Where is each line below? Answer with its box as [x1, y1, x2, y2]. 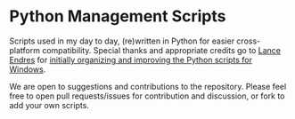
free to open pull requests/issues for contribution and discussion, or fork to [9, 91, 285, 101]
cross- [235, 36, 261, 46]
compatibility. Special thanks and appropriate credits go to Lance [41, 44, 281, 55]
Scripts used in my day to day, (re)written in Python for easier [9, 36, 234, 46]
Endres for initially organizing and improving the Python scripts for [9, 54, 252, 65]
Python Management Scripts [9, 6, 226, 27]
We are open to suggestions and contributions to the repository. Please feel [9, 81, 287, 91]
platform [9, 44, 40, 55]
